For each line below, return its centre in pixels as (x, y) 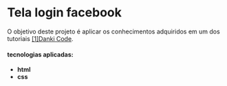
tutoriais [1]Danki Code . (40, 38)
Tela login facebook (64, 13)
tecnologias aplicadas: (40, 54)
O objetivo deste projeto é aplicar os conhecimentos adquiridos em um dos (113, 31)
